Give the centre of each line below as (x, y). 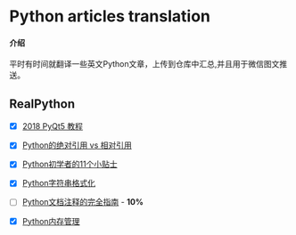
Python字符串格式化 (59, 183)
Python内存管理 (51, 221)
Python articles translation (110, 16)
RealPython (42, 104)
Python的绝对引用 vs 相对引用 (77, 145)
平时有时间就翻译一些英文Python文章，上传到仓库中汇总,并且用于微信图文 (144, 64)
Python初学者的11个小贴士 (70, 164)
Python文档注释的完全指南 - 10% (83, 202)
